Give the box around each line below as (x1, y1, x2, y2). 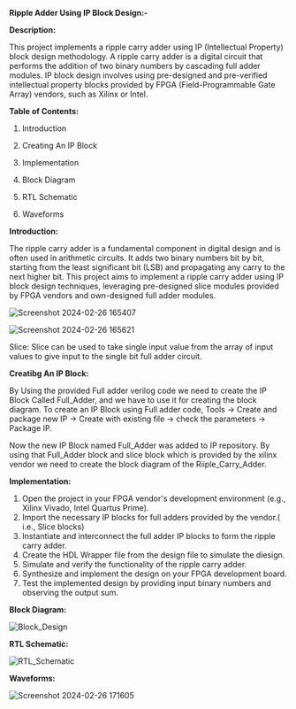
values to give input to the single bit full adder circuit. (9, 351, 202, 361)
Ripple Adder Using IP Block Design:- (9, 8, 148, 18)
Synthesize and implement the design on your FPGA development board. (21, 568, 287, 579)
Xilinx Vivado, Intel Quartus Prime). (21, 503, 149, 512)
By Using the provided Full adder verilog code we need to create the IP (9, 385, 267, 396)
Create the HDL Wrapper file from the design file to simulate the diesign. (21, 550, 285, 560)
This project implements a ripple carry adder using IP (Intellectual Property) (9, 42, 285, 52)
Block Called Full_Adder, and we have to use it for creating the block (9, 395, 258, 405)
